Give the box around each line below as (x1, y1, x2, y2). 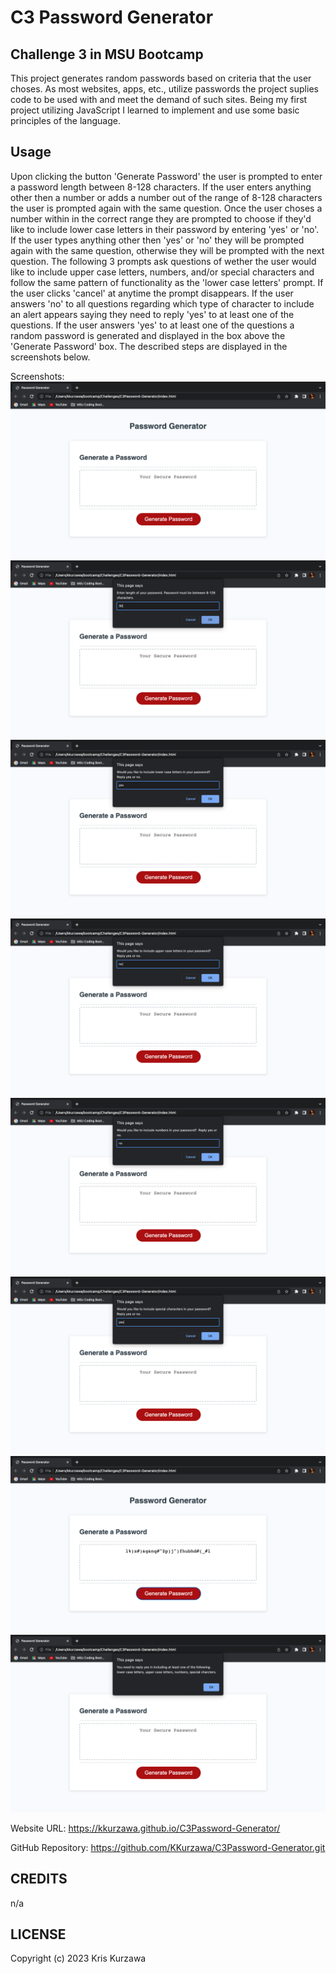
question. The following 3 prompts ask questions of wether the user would (10, 255, 317, 267)
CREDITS (10, 1871, 68, 1888)
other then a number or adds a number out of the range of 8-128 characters (10, 191, 323, 203)
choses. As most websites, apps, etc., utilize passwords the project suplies (10, 83, 319, 95)
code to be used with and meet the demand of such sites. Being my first (10, 94, 308, 105)
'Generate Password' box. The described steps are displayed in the (10, 340, 288, 352)
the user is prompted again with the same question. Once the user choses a (10, 202, 323, 214)
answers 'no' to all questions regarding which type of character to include (10, 297, 315, 310)
